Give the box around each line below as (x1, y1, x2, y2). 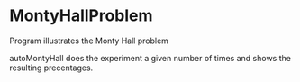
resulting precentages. (9, 62, 94, 73)
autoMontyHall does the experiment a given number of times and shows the (9, 52, 291, 63)
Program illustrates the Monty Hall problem (9, 35, 169, 46)
